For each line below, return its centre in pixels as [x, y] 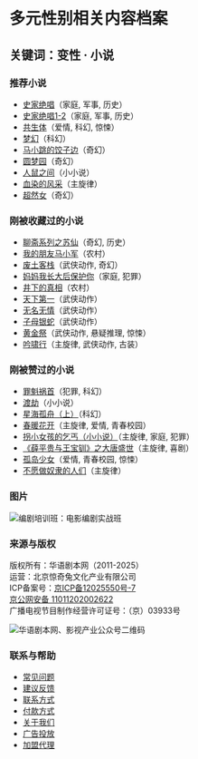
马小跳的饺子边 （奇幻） [66, 150]
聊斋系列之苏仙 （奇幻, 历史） [76, 242]
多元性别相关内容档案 [89, 19]
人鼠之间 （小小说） [58, 172]
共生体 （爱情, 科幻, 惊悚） [71, 127]
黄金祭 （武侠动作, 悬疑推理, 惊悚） [86, 333]
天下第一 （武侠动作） [62, 299]
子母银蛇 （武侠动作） [62, 322]
